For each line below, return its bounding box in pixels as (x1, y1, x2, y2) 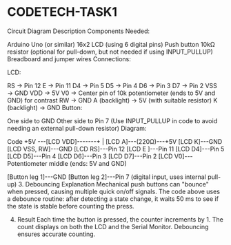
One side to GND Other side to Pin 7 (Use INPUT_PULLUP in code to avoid (7, 116, 218, 125)
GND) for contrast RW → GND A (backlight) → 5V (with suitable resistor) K (7, 96, 218, 104)
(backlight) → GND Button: (7, 103, 83, 111)
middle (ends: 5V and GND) (48, 159, 128, 167)
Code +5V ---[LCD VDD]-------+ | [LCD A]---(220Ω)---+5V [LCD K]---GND (7, 137, 223, 145)
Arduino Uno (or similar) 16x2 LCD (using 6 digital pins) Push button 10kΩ (7, 40, 215, 48)
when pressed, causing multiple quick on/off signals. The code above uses (7, 187, 221, 195)
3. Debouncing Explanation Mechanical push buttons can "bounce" (18, 180, 209, 188)
